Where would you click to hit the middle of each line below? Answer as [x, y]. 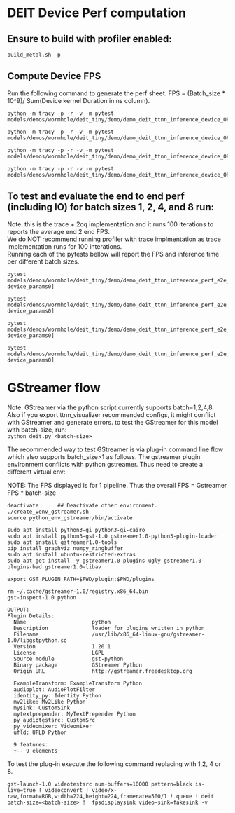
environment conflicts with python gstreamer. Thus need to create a [105, 464]
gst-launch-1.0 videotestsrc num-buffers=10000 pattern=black [100, 784]
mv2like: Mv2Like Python [50, 702]
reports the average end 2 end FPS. [59, 231]
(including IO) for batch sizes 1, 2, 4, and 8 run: [111, 207]
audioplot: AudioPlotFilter [55, 689]
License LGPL [59, 653]
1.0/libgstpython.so [37, 640]
